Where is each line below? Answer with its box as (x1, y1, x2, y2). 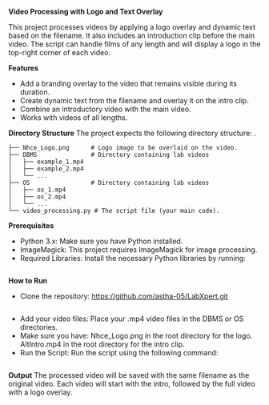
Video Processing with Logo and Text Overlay (8, 7, 163, 16)
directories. (19, 323, 58, 331)
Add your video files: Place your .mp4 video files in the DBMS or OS (19, 314, 244, 323)
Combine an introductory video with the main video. (19, 104, 191, 114)
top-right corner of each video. (8, 48, 110, 57)
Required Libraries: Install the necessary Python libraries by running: (19, 254, 246, 263)
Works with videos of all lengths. (19, 113, 128, 122)
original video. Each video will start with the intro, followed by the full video (8, 379, 256, 388)
